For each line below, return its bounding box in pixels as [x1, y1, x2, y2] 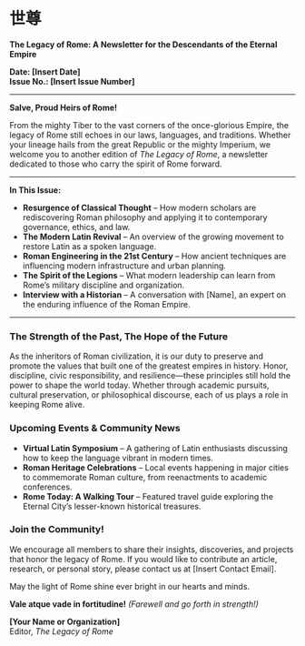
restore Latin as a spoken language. [22, 240, 157, 251]
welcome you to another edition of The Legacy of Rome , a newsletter [9, 148, 269, 159]
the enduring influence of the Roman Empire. [22, 298, 191, 309]
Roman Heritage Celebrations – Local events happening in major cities [22, 461, 289, 473]
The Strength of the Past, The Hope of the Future [9, 329, 229, 342]
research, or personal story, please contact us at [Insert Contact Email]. [9, 563, 277, 574]
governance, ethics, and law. [22, 221, 131, 232]
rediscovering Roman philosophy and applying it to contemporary [22, 211, 268, 223]
